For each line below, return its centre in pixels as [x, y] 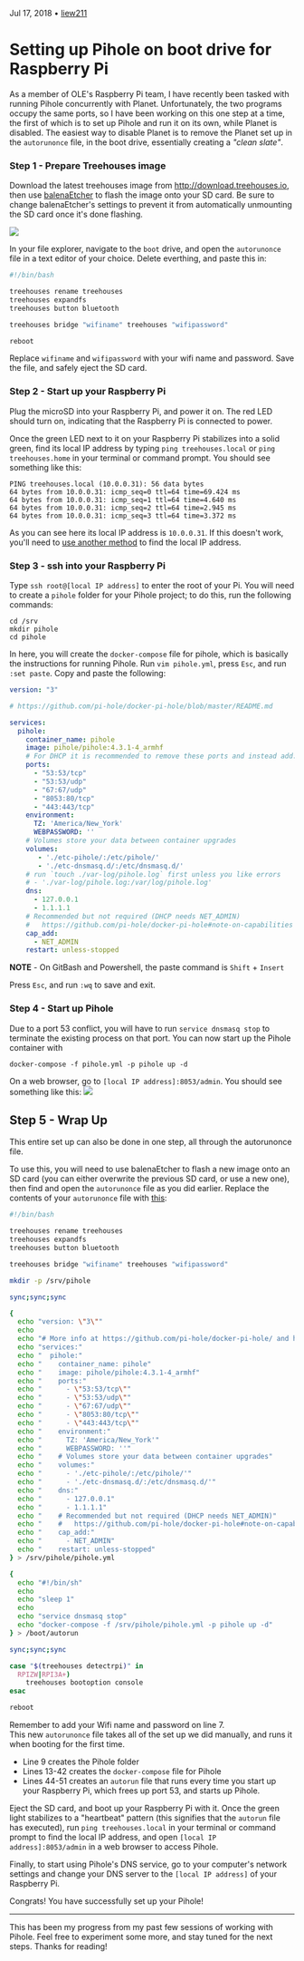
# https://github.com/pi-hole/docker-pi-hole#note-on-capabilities [160, 925]
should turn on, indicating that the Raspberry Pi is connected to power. [141, 421]
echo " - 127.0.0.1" [66, 1499]
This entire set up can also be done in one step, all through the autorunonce [151, 1142]
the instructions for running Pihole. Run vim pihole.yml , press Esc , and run [148, 664]
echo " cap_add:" [56, 1533]
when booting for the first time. [67, 1744]
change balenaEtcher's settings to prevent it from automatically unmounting [151, 205]
